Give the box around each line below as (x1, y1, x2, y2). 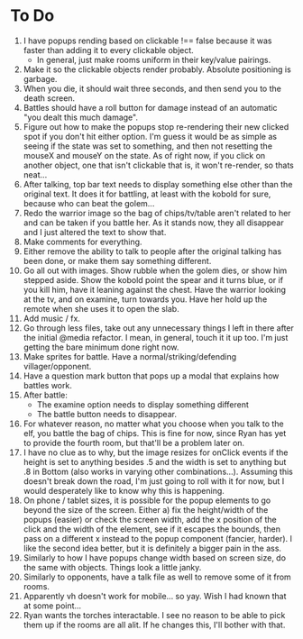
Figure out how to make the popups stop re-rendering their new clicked (23, 121, 289, 132)
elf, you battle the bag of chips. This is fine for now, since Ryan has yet (23, 427, 287, 438)
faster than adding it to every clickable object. (23, 44, 195, 55)
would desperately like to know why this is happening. (23, 485, 225, 496)
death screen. (23, 92, 76, 104)
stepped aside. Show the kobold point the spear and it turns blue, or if (23, 274, 283, 285)
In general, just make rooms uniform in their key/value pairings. (36, 54, 271, 65)
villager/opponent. (23, 361, 92, 371)
